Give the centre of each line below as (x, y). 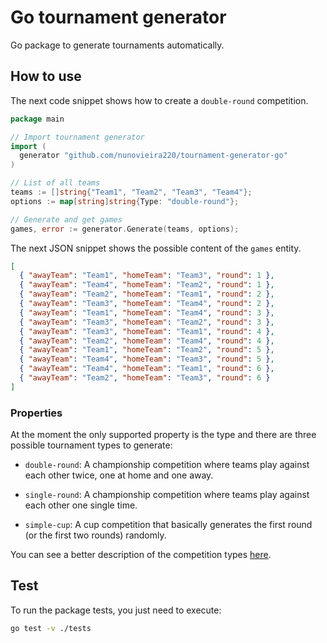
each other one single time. (81, 505)
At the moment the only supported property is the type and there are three (163, 435)
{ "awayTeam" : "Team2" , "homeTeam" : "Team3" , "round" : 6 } (145, 378)
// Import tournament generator (77, 137)
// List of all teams (55, 183)
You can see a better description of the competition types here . (141, 555)
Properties (36, 413)
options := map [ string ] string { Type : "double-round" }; (125, 201)
